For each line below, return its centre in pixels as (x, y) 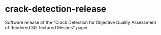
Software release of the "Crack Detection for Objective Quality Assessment (80, 22)
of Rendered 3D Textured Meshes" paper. (47, 27)
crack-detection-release (56, 9)
